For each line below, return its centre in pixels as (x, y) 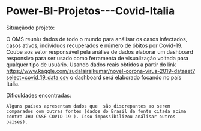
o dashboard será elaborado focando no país (126, 77)
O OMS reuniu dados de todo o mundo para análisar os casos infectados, (97, 39)
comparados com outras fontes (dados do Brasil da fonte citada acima (96, 111)
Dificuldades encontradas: (39, 95)
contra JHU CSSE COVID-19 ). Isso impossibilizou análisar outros (91, 117)
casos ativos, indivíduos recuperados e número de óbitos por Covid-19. (94, 45)
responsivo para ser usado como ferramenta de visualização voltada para (97, 58)
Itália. (13, 83)
